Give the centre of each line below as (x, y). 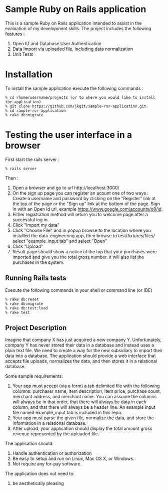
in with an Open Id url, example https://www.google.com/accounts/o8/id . (87, 209)
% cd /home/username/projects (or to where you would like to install (80, 97)
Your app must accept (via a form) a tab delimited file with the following (86, 386)
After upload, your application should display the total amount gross (82, 429)
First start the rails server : (32, 159)
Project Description (36, 328)
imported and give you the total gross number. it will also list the (78, 257)
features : (15, 34)
